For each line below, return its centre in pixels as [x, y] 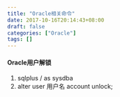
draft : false [26, 26]
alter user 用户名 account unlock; [65, 87]
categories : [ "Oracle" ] [42, 33]
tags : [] [20, 39]
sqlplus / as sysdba [45, 78]
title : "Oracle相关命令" [41, 14]
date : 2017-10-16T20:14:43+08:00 [56, 20]
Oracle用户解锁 [29, 62]
